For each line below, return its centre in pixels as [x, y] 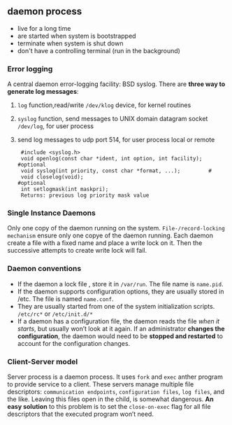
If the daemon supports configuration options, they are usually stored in [121, 291]
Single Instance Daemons [52, 213]
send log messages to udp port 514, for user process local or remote [116, 140]
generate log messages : [43, 92]
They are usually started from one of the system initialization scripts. [116, 306]
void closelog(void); [52, 177]
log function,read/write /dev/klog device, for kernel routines [104, 105]
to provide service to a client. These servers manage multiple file [101, 384]
